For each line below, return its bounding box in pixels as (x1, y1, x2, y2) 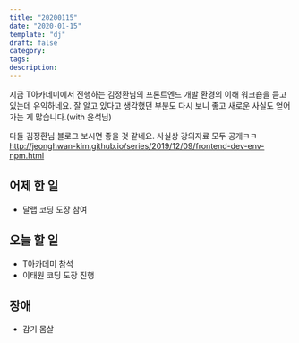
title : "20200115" (9, 13, 78, 22)
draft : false (9, 38, 58, 48)
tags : (9, 55, 30, 64)
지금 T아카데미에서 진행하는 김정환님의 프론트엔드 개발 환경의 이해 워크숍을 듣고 (9, 89, 287, 100)
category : (9, 47, 47, 56)
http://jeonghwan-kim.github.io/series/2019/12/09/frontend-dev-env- (9, 140, 265, 151)
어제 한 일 (9, 179, 59, 194)
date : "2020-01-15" (9, 22, 82, 31)
